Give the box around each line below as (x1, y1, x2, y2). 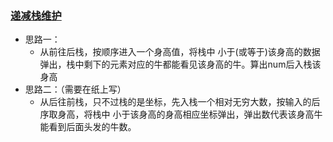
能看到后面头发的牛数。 (39, 121, 137, 133)
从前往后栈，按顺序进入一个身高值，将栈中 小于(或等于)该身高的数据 (39, 46, 321, 58)
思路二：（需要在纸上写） (24, 83, 127, 96)
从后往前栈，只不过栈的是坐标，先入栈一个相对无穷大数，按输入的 (39, 96, 312, 108)
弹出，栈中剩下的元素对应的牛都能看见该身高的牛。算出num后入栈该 (39, 58, 322, 71)
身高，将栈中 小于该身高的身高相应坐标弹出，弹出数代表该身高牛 (57, 108, 323, 121)
